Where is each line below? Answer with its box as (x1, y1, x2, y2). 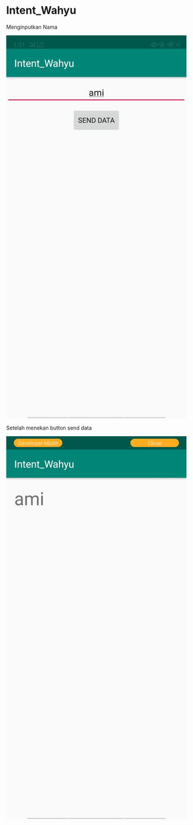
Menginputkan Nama (6, 23, 58, 31)
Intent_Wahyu (6, 4, 76, 17)
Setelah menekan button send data (6, 424, 92, 431)
